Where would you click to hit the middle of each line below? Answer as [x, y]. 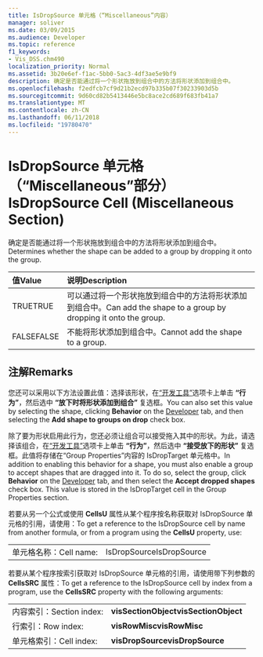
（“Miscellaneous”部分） [92, 186]
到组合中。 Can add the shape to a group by [146, 307]
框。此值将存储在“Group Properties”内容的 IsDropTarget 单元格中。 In [119, 455]
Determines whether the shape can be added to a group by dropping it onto [130, 251]
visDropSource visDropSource [168, 641]
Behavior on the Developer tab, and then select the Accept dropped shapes [131, 480]
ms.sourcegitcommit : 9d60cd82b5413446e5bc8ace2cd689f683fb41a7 [113, 96]
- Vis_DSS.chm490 [36, 60]
